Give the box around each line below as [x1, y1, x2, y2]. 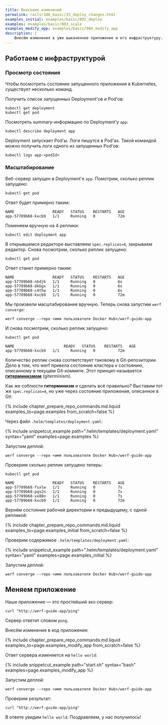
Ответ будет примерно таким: [5, 200, 70, 206]
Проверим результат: [5, 695, 52, 701]
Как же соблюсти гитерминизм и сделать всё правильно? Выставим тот [5, 382, 163, 388]
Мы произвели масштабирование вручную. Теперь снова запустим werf [5, 301, 161, 307]
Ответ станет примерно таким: [5, 265, 72, 271]
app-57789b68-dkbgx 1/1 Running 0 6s [5, 283, 123, 289]
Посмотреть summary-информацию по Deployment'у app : [5, 119, 128, 125]
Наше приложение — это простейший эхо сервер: [5, 599, 114, 605]
